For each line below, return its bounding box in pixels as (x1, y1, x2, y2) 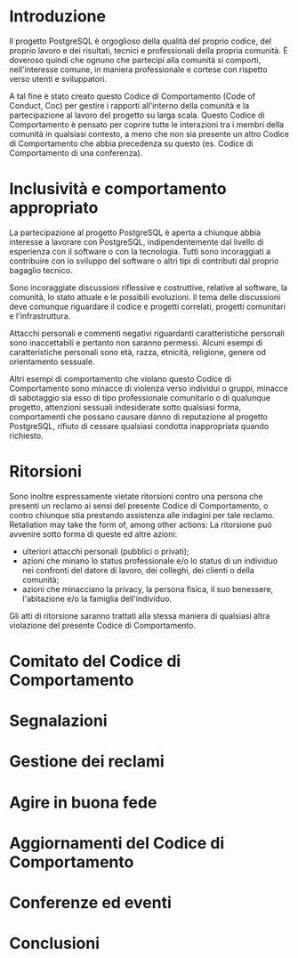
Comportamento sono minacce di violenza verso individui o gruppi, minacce (9, 383, 289, 394)
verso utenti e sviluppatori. (9, 73, 108, 84)
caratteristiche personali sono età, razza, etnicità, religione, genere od (9, 346, 267, 357)
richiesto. (9, 430, 44, 441)
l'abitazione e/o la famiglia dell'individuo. (21, 593, 172, 604)
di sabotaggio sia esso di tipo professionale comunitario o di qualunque (9, 392, 271, 402)
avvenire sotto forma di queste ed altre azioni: (9, 528, 178, 540)
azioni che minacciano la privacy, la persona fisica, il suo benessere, (21, 583, 274, 594)
